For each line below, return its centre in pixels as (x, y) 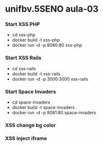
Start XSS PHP (22, 24)
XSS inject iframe (26, 138)
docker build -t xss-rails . (37, 74)
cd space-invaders (31, 102)
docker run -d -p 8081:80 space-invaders (54, 113)
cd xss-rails (24, 68)
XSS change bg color (31, 125)
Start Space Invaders (31, 91)
